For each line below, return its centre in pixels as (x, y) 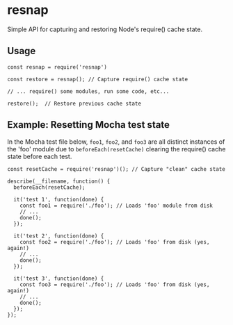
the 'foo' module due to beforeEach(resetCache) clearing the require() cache (116, 149)
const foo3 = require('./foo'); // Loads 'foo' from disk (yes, (115, 284)
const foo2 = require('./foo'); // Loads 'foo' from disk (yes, (115, 242)
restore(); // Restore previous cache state (74, 103)
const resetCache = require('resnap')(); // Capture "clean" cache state (116, 169)
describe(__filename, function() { (59, 181)
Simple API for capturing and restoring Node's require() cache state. (105, 29)
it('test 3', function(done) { (59, 278)
